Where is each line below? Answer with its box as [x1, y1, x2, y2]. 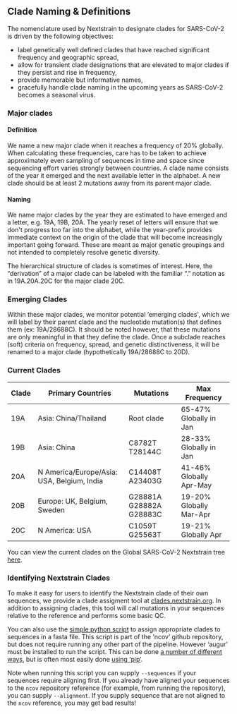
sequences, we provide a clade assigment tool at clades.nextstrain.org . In [7, 596, 221, 605]
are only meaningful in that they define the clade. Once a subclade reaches [7, 333, 226, 341]
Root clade [128, 413, 164, 423]
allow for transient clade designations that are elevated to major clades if [17, 60, 229, 69]
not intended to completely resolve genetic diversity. [7, 248, 160, 257]
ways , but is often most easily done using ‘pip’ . [7, 655, 143, 664]
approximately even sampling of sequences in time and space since [7, 156, 205, 164]
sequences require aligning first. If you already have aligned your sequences [7, 677, 231, 685]
